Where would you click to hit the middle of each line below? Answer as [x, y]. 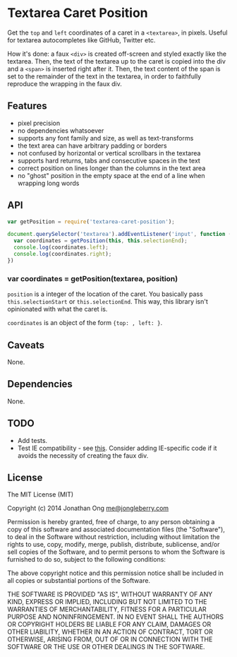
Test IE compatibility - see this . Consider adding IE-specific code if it [117, 448]
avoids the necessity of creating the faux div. [83, 455]
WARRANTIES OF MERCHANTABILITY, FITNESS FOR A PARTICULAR [107, 610]
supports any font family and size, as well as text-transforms [105, 138]
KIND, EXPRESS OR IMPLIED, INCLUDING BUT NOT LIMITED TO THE [107, 602]
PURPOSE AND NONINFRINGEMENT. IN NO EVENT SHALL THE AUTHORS [116, 617]
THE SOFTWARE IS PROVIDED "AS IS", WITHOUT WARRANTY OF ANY [110, 594]
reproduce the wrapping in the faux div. [65, 83]
